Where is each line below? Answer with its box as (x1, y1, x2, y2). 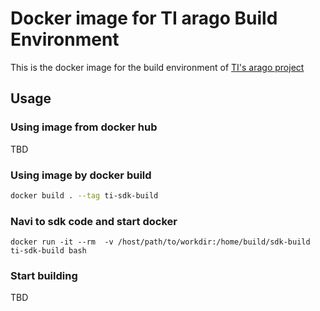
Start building (10, 269, 78, 283)
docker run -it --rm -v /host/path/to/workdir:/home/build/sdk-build (10, 237, 311, 247)
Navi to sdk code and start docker (10, 214, 178, 228)
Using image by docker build (10, 168, 152, 182)
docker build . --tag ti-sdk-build (10, 190, 159, 201)
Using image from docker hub (10, 120, 158, 134)
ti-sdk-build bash (10, 246, 87, 256)
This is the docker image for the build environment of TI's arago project (10, 61, 305, 73)
